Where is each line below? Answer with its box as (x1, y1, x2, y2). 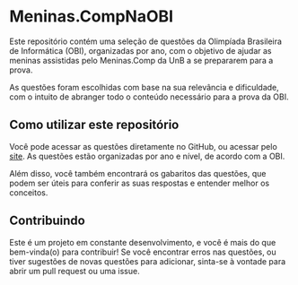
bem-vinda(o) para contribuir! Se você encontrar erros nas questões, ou (9, 246, 276, 257)
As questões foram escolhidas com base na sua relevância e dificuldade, (9, 82, 280, 92)
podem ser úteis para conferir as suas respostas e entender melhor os (9, 177, 270, 188)
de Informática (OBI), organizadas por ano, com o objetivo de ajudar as (9, 45, 272, 56)
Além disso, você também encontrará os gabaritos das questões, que (9, 168, 267, 178)
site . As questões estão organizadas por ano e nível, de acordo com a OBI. (9, 151, 285, 161)
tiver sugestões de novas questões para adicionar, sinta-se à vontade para (9, 255, 286, 266)
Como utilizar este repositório (9, 117, 180, 133)
